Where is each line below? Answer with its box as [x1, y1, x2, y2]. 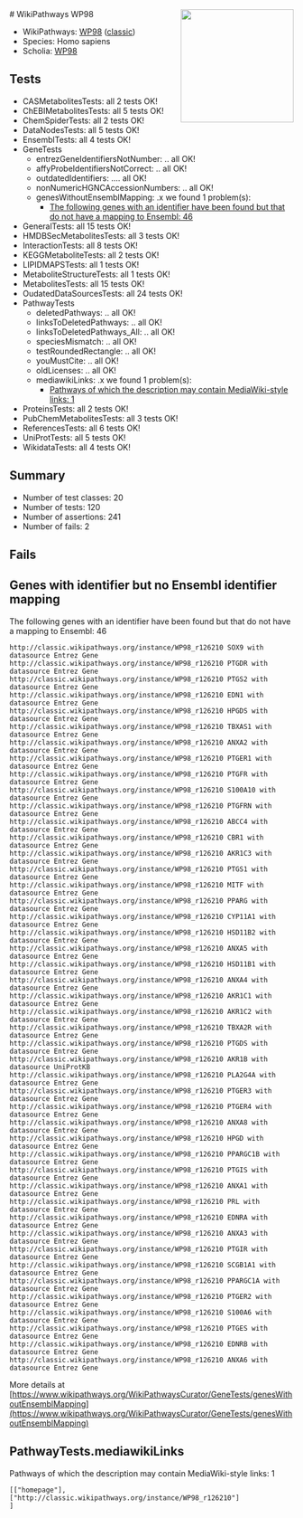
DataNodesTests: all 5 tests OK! [22, 124, 140, 135]
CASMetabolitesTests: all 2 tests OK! [22, 95, 158, 107]
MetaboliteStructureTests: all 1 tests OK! [22, 269, 170, 280]
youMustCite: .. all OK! [35, 355, 119, 365]
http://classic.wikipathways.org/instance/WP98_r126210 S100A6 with [9, 1307, 272, 1317]
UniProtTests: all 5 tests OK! [22, 432, 126, 442]
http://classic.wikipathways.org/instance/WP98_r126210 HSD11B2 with [9, 927, 277, 937]
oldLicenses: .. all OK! [35, 365, 117, 375]
